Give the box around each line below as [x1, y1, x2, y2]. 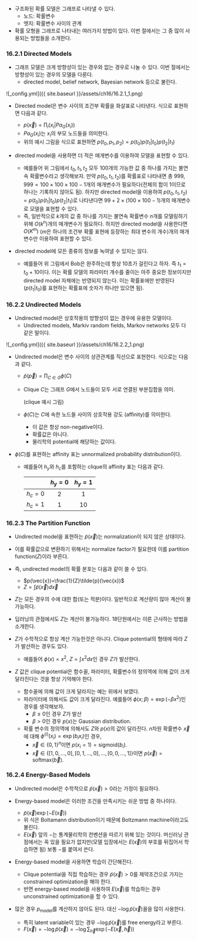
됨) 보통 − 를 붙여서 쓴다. [39, 845, 95, 852]
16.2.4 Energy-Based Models [6, 770, 91, 779]
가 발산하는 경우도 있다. [14, 643, 69, 650]
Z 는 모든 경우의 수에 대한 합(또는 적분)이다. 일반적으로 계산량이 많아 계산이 [14, 596, 185, 603]
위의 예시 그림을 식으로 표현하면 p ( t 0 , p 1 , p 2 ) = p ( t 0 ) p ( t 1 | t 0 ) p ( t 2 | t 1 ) [23, 138, 175, 147]
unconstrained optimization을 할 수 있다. [23, 892, 119, 899]
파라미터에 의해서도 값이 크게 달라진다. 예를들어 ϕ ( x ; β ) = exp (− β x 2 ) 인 [23, 694, 186, 702]
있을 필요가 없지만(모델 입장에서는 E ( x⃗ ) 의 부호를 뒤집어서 [49, 838, 183, 845]
